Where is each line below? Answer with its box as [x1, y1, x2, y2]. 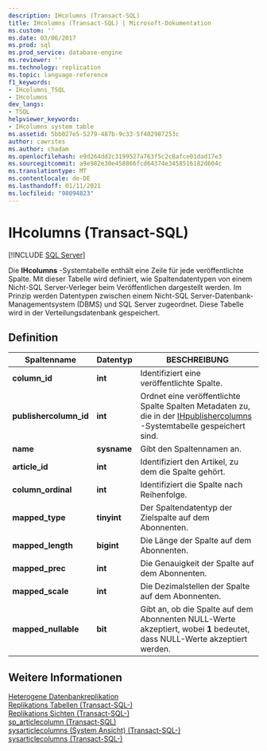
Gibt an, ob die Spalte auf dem [140, 604, 253, 615]
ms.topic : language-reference [8, 71, 109, 79]
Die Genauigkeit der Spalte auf [140, 558, 254, 569]
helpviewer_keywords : [8, 115, 80, 123]
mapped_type [12, 512, 66, 523]
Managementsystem [8, 299, 75, 309]
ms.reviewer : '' [8, 57, 62, 65]
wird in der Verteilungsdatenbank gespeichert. [8, 307, 161, 317]
